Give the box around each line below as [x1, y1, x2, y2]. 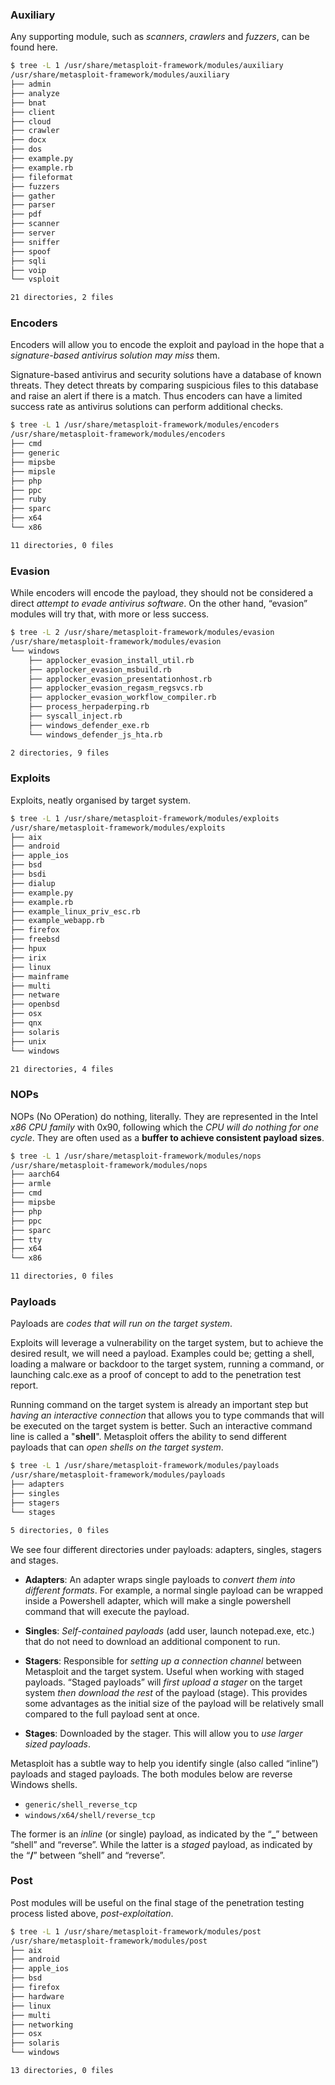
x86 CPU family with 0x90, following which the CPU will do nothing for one [10, 1121, 319, 1133]
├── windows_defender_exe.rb [28, 720, 150, 730]
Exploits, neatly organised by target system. [10, 794, 191, 806]
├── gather [10, 191, 56, 201]
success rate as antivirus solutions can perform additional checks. [10, 401, 284, 413]
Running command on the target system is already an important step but [10, 1399, 309, 1411]
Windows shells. [10, 1778, 78, 1790]
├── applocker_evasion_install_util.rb [28, 655, 195, 665]
